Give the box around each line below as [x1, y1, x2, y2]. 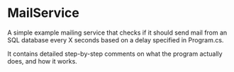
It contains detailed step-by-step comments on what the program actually [7, 49, 223, 58]
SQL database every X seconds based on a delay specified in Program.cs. [7, 35, 224, 44]
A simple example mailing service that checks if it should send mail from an [7, 28, 228, 37]
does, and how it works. [7, 56, 78, 65]
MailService [7, 5, 79, 21]
